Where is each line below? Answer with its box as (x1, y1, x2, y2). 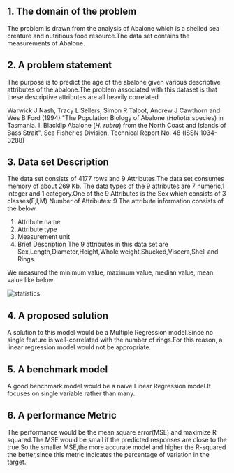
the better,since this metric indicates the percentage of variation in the (7, 450, 210, 458)
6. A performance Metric (7, 409, 117, 421)
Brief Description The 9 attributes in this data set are (17, 240, 169, 249)
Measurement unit (17, 233, 71, 241)
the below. (7, 204, 37, 212)
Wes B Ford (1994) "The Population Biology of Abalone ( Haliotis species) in (7, 113, 224, 122)
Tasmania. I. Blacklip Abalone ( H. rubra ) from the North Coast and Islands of (7, 121, 227, 129)
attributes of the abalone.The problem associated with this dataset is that (7, 85, 218, 94)
